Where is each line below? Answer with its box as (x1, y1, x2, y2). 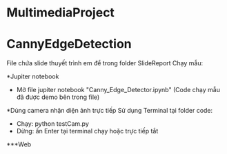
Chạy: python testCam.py (16, 120, 89, 128)
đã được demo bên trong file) (16, 93, 100, 101)
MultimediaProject (6, 5, 115, 21)
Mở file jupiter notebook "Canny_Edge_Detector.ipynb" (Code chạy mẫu (16, 86, 220, 94)
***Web (6, 140, 32, 148)
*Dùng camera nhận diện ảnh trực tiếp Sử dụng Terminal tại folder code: (6, 107, 213, 115)
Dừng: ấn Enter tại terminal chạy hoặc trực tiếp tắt (16, 127, 159, 135)
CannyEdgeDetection (6, 36, 132, 52)
